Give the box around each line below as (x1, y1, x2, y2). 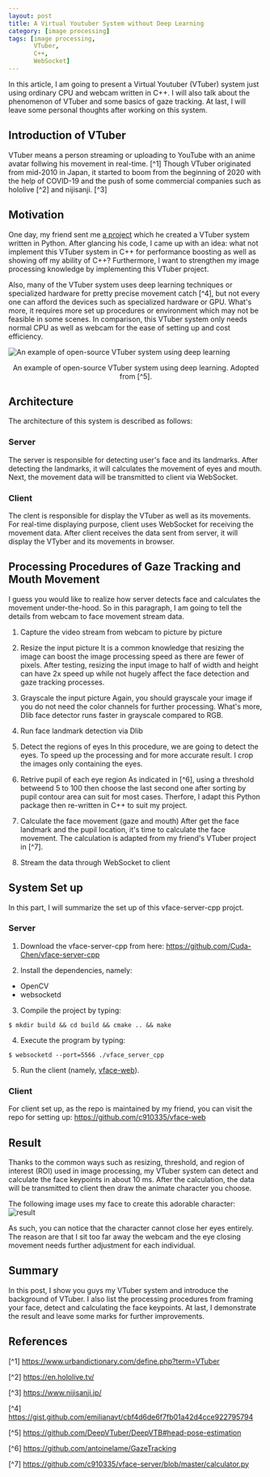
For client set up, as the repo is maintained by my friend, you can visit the (8, 1103, 253, 1114)
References (8, 1334, 68, 1349)
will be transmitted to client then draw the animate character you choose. (8, 1183, 252, 1193)
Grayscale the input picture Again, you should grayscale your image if (19, 693, 253, 702)
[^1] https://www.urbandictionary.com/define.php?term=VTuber (8, 1356, 220, 1366)
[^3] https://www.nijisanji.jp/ (8, 1387, 103, 1398)
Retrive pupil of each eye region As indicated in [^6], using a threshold (19, 775, 255, 784)
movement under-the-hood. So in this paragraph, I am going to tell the (8, 603, 243, 613)
